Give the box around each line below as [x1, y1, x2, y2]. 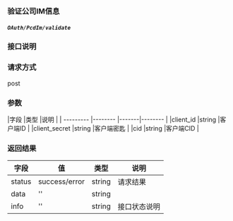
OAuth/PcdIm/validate [7, 24, 71, 31]
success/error [37, 177, 85, 186]
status [11, 177, 32, 186]
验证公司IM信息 [7, 6, 60, 16]
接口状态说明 [117, 202, 161, 212]
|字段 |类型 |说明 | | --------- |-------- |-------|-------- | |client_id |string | [7, 115, 220, 124]
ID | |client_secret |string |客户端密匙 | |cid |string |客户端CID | [19, 124, 200, 133]
